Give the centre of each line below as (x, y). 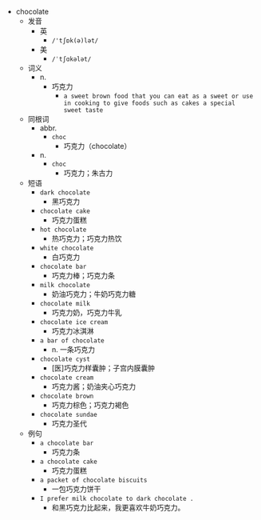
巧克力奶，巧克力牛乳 (87, 312)
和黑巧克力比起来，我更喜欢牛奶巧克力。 (118, 508)
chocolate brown (67, 396)
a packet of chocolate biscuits (93, 480)
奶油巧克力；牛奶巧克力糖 (94, 294)
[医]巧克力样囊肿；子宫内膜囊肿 (103, 368)
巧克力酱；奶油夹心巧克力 (94, 386)
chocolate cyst (65, 359)
